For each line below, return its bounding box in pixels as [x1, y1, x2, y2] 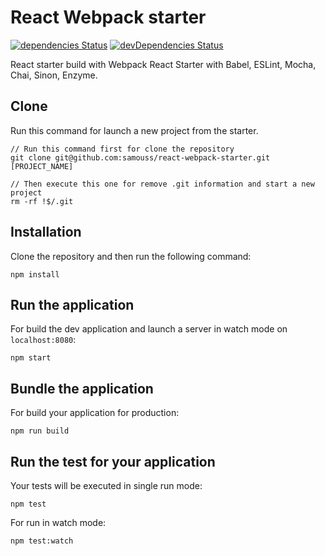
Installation [10, 224, 82, 241]
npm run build [10, 426, 70, 436]
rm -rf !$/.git [10, 196, 74, 206]
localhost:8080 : [10, 334, 77, 346]
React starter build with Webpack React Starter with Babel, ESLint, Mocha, [10, 58, 317, 70]
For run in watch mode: [10, 517, 107, 528]
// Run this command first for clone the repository [10, 144, 235, 154]
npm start [10, 353, 52, 363]
